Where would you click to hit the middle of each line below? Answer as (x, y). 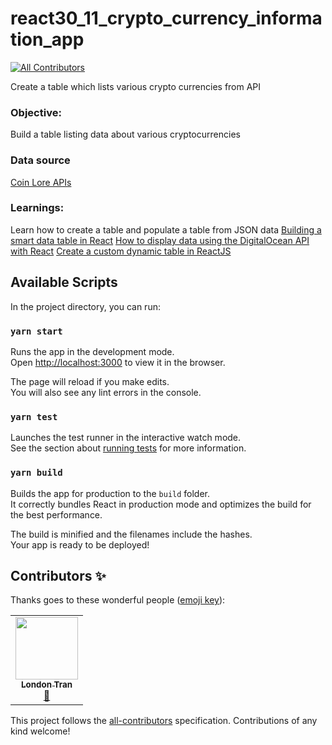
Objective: (36, 112)
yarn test (34, 416)
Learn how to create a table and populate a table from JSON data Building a (166, 229)
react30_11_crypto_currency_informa (166, 18)
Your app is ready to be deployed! (80, 544)
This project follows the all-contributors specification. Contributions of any (164, 721)
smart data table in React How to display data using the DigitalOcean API (160, 240)
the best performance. (56, 514)
